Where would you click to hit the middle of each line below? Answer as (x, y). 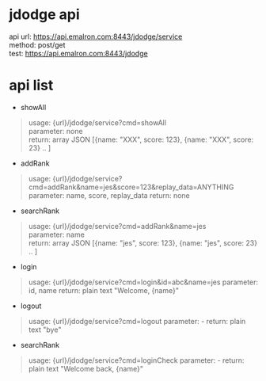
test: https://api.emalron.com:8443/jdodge (79, 53)
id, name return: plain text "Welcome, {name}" (103, 290)
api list (31, 86)
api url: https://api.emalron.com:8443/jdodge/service (96, 36)
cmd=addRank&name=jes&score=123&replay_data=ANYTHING (131, 187)
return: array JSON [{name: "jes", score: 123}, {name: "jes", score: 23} (143, 242)
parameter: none (55, 131)
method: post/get (37, 44)
